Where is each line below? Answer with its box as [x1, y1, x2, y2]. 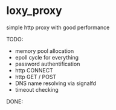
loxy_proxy [6, 4, 62, 18]
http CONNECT [14, 66, 53, 74]
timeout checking [14, 86, 59, 93]
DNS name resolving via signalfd [14, 80, 97, 87]
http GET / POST [14, 73, 57, 80]
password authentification [14, 60, 80, 67]
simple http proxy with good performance [6, 24, 110, 31]
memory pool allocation [14, 47, 74, 55]
